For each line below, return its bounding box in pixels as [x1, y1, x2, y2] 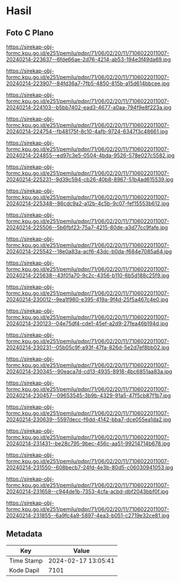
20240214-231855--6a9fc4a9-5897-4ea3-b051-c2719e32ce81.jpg [6, 512, 170, 519]
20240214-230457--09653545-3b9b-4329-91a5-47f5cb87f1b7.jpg [6, 392, 172, 399]
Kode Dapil [9, 566, 40, 574]
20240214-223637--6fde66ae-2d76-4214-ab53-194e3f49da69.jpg [6, 56, 172, 63]
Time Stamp [9, 557, 43, 565]
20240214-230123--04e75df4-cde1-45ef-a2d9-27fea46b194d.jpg [6, 320, 169, 327]
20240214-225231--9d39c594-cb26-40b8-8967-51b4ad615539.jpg [6, 176, 173, 183]
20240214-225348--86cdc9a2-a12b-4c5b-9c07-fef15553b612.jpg [6, 200, 170, 207]
